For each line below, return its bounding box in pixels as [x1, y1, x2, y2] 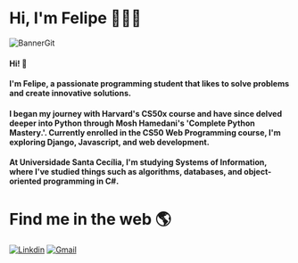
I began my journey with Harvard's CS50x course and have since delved [9, 108, 283, 119]
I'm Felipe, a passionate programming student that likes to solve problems [9, 78, 290, 89]
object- [244, 167, 272, 177]
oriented [9, 176, 42, 186]
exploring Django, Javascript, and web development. [9, 136, 210, 147]
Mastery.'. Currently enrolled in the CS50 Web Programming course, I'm [9, 127, 281, 137]
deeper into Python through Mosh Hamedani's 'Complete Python [9, 118, 256, 128]
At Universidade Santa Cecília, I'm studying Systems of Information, [9, 157, 268, 168]
